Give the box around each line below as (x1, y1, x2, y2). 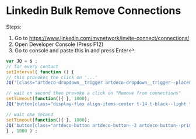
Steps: (6, 23, 22, 30)
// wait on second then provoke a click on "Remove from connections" (6, 90, 181, 97)
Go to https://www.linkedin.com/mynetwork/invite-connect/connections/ (14, 34, 190, 41)
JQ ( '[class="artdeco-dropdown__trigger (6, 80, 103, 85)
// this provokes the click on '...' (6, 74, 98, 80)
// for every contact (6, 63, 59, 69)
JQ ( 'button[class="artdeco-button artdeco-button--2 (6, 122, 137, 129)
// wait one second (6, 112, 54, 117)
